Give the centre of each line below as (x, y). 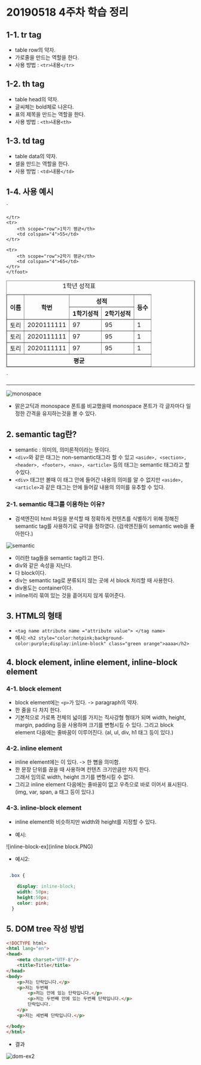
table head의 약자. (36, 99)
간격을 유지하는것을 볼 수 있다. (61, 413)
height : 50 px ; (33, 898)
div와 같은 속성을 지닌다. (43, 565)
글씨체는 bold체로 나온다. (44, 107)
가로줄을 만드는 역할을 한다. (47, 57)
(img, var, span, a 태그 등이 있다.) (54, 792)
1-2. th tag (25, 84)
